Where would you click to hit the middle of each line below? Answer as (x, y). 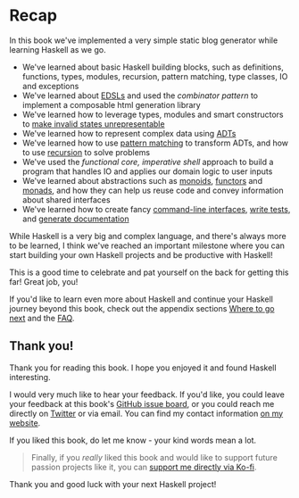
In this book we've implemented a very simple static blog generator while (144, 40)
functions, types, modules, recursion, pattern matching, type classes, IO (155, 76)
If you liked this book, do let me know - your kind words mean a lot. (133, 440)
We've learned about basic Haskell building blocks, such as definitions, (153, 67)
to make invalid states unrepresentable (93, 124)
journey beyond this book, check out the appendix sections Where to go (142, 308)
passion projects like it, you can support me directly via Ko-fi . (144, 467)
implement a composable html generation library (111, 104)
